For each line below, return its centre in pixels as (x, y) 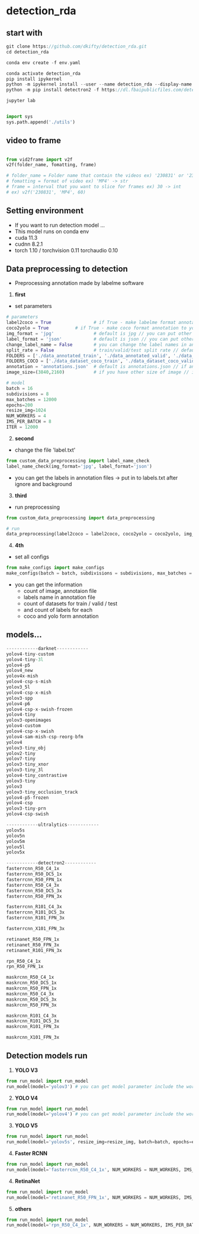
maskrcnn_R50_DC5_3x (32, 999)
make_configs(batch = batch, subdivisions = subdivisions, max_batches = (99, 573)
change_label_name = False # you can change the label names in (96, 345)
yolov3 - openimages (29, 720)
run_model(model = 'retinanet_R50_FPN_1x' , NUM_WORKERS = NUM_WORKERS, (94, 1197)
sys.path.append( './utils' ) (41, 122)
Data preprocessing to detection (67, 269)
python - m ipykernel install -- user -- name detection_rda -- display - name (99, 84)
